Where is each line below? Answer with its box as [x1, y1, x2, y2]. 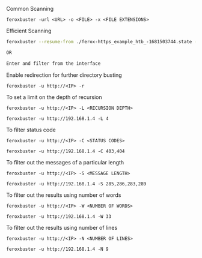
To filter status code [6, 126, 56, 133]
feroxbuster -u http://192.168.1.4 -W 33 [6, 213, 112, 220]
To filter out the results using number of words [6, 191, 121, 199]
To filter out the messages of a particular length [6, 158, 124, 166]
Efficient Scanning [6, 27, 52, 34]
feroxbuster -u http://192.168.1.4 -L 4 [6, 115, 109, 122]
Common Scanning [6, 5, 54, 12]
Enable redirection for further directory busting [6, 71, 122, 79]
